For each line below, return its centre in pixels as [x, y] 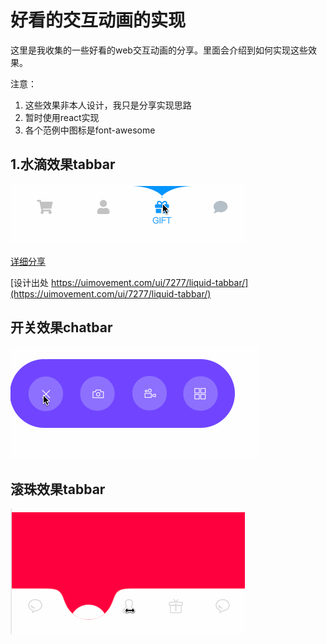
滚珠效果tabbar [58, 489]
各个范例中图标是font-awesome [90, 130]
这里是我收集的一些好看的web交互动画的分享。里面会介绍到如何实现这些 [159, 50]
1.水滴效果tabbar [63, 164]
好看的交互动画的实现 [98, 20]
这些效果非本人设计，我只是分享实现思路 [108, 105]
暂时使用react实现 [62, 117]
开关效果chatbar [61, 327]
